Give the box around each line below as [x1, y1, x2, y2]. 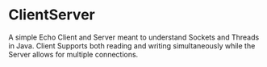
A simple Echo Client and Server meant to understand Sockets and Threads [8, 32, 260, 42]
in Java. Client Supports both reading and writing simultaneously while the [8, 40, 256, 50]
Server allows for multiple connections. [8, 49, 139, 59]
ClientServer [8, 6, 95, 24]
